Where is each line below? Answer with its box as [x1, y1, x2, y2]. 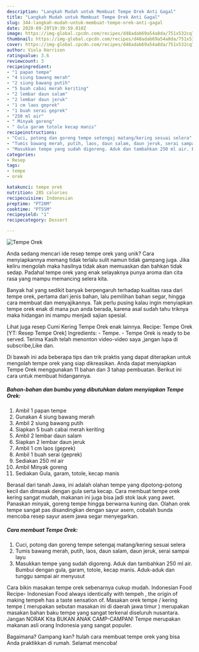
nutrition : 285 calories [6, 190, 68, 196]
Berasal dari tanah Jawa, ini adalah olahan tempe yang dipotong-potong [6, 481, 182, 488]
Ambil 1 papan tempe [15, 407, 67, 414]
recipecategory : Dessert [6, 217, 68, 223]
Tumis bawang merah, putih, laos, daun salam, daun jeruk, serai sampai [15, 547, 190, 554]
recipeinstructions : [6, 129, 58, 136]
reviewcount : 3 [6, 58, 44, 64]
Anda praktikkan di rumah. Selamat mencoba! [6, 639, 118, 646]
